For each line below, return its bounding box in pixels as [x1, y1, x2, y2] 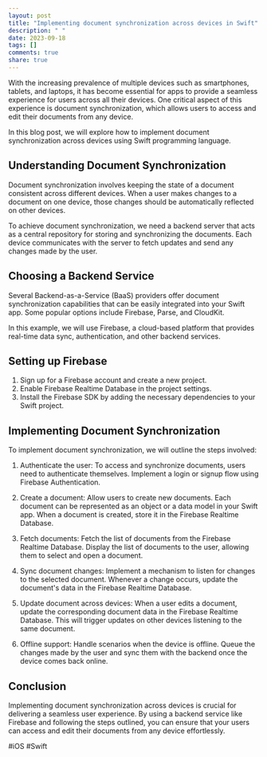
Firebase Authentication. [19, 477, 101, 487]
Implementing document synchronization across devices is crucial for [8, 700, 237, 710]
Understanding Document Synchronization [8, 159, 226, 172]
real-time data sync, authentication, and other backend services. [8, 331, 221, 341]
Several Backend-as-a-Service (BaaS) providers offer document [8, 290, 219, 300]
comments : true [8, 49, 59, 57]
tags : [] [8, 41, 37, 49]
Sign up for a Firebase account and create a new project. [19, 375, 207, 385]
